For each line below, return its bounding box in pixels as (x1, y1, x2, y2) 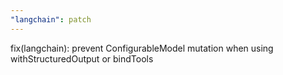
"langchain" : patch (10, 14, 92, 25)
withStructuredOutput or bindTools (10, 52, 154, 65)
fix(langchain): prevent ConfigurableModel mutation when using (10, 42, 274, 54)
